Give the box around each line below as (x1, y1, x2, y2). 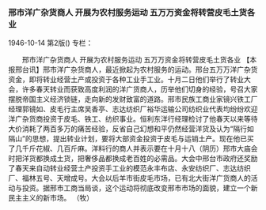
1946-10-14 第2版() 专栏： (8, 38, 93, 48)
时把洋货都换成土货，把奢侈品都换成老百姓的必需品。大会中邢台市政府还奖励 (8, 154, 258, 163)
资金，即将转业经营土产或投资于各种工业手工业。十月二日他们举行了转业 (8, 75, 244, 84)
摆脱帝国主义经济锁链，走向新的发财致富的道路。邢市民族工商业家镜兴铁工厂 (8, 95, 258, 104)
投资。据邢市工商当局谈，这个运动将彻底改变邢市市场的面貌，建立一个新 (21, 183, 258, 193)
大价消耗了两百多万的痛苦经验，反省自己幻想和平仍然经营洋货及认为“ (8, 124, 234, 133)
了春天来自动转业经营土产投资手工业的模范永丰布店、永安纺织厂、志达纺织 (8, 163, 251, 173)
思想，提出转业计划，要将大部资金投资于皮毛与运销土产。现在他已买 (32, 134, 255, 144)
